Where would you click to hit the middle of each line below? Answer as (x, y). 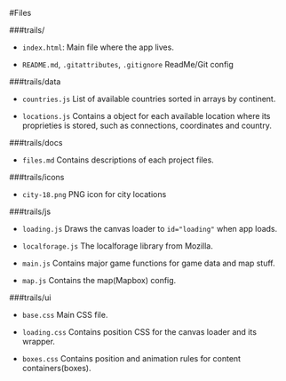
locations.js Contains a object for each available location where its (146, 116)
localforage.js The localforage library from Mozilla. (117, 246)
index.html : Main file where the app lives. (98, 47)
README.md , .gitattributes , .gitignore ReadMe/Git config (127, 64)
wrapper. (39, 341)
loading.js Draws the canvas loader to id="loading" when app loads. (150, 229)
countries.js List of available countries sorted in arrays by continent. (149, 99)
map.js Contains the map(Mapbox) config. (99, 280)
